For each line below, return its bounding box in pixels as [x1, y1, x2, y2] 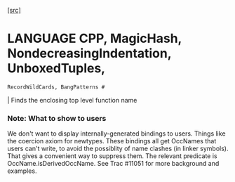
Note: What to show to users [7, 113, 107, 123]
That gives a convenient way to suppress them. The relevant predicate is [7, 152, 217, 160]
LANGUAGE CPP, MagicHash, [7, 31, 182, 46]
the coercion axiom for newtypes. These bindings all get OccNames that [7, 137, 217, 145]
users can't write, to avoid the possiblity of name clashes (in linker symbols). [7, 144, 229, 153]
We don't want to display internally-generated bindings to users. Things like [7, 129, 226, 138]
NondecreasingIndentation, [7, 46, 172, 62]
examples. [7, 167, 37, 175]
